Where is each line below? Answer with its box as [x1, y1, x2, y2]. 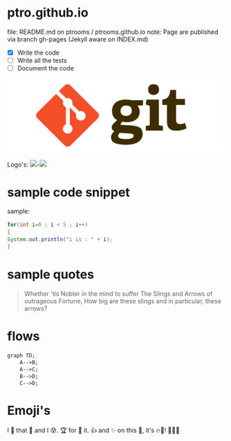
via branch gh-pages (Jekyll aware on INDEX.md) [7, 35, 149, 43]
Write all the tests [17, 57, 67, 64]
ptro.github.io [7, 5, 89, 21]
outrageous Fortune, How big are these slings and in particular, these [24, 297, 221, 305]
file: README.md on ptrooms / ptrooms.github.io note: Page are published [7, 28, 219, 36]
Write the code [17, 48, 60, 57]
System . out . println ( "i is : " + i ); [7, 236, 113, 243]
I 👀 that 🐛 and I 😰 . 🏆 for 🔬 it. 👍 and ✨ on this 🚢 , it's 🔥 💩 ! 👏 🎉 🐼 [7, 426, 180, 434]
